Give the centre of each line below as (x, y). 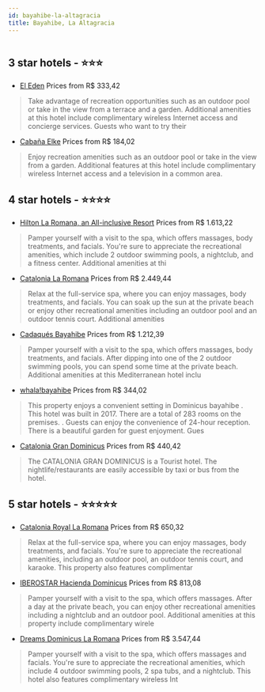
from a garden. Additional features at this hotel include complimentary (142, 165)
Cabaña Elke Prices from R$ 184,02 (77, 142)
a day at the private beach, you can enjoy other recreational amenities (141, 607)
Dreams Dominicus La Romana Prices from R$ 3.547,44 (110, 638)
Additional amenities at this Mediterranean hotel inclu (114, 375)
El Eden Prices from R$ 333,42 (70, 86)
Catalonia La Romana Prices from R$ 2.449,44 (95, 278)
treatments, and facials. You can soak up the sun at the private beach (141, 302)
